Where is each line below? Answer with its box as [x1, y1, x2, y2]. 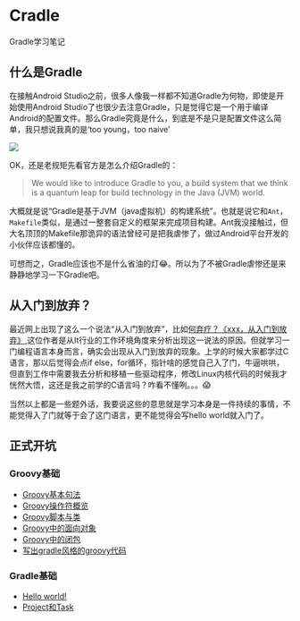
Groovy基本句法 [21, 489, 81, 500]
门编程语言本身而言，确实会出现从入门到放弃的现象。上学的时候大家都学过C [9, 345, 289, 356]
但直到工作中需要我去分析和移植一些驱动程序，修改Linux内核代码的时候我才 [9, 368, 287, 379]
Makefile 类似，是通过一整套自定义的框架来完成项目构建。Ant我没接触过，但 [9, 217, 288, 227]
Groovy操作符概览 [21, 500, 89, 511]
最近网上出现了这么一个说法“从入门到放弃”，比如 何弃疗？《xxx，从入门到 [9, 323, 279, 334]
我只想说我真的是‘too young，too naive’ [24, 123, 171, 134]
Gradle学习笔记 [9, 36, 65, 47]
